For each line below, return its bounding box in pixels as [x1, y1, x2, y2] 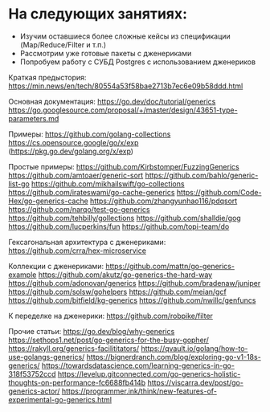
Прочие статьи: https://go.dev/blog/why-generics [8, 326, 175, 336]
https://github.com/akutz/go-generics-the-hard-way [38, 270, 213, 279]
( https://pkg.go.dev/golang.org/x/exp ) [8, 146, 134, 156]
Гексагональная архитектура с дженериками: [8, 237, 166, 247]
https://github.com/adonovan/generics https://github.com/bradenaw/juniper [8, 278, 261, 288]
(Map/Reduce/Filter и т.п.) [19, 39, 107, 49]
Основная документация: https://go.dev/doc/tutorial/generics [8, 96, 216, 106]
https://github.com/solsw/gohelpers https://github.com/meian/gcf [8, 287, 227, 296]
